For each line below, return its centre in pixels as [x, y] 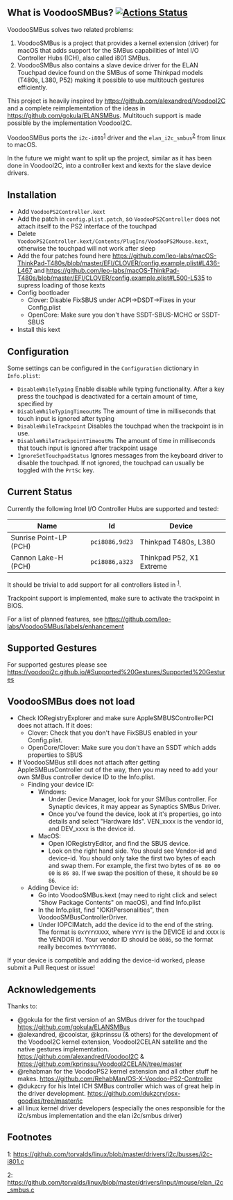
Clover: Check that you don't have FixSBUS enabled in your [112, 733]
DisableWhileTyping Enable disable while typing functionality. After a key [121, 389]
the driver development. [51, 1093]
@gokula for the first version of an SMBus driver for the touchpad [111, 1019]
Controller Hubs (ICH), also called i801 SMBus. [84, 58]
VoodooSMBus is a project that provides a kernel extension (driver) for [118, 43]
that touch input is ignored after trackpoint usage [87, 448]
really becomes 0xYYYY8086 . [77, 947]
